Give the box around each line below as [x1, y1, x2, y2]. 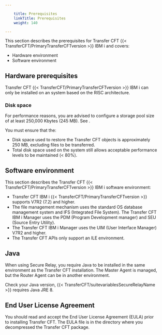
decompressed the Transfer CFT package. [5, 324, 90, 330]
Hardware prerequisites [5, 71, 78, 80]
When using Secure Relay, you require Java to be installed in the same [5, 262, 145, 268]
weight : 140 [14, 20, 38, 25]
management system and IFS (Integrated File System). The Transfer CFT [12, 209, 157, 215]
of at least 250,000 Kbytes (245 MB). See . [5, 118, 90, 124]
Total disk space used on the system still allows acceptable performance [12, 147, 157, 153]
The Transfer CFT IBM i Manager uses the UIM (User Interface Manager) [12, 225, 157, 231]
